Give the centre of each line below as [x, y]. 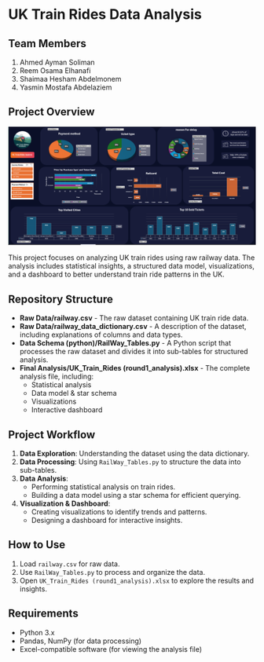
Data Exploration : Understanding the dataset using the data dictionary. [134, 454]
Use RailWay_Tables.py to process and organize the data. [112, 572]
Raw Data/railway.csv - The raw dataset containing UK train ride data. [134, 318]
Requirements [43, 614]
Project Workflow [52, 435]
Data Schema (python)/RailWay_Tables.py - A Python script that [125, 343]
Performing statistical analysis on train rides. [103, 487]
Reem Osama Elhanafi [55, 71]
